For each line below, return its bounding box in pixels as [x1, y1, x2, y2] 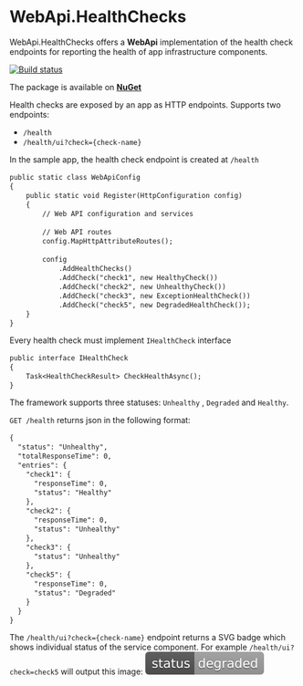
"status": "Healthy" [33, 488, 112, 497]
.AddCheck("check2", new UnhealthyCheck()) [57, 282, 226, 291]
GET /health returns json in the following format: [9, 414, 191, 425]
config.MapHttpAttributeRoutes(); [42, 236, 173, 245]
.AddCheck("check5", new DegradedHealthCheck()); [57, 300, 251, 309]
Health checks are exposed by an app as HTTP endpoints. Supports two [9, 99, 281, 110]
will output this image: [60, 666, 143, 677]
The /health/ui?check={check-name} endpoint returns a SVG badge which [9, 631, 286, 642]
